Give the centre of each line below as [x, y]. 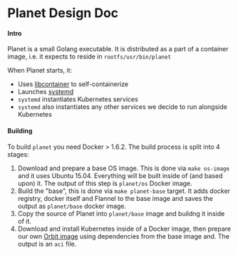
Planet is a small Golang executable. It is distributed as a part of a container [118, 49]
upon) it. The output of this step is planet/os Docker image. [105, 183]
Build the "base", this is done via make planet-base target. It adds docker [124, 191]
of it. [25, 221]
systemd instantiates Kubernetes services [78, 99]
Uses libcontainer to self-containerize [73, 84]
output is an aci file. [47, 244]
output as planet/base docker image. [72, 206]
